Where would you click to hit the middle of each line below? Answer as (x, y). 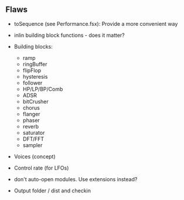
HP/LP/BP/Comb (43, 89)
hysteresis (35, 76)
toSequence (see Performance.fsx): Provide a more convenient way (96, 23)
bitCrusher (36, 101)
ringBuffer (35, 64)
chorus (31, 107)
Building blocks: (33, 46)
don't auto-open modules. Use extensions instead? (76, 179)
